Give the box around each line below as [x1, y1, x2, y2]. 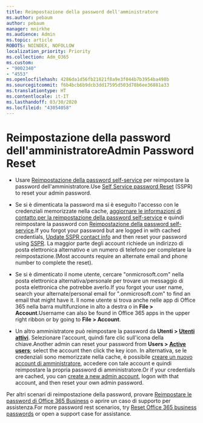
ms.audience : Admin [6, 32, 56, 38]
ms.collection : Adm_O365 [6, 54, 69, 60]
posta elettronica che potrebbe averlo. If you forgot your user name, [15, 284, 184, 291]
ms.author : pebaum [6, 15, 53, 21]
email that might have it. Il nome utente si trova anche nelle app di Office [15, 296, 196, 304]
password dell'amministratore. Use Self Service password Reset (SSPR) [15, 183, 193, 190]
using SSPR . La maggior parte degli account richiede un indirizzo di [15, 240, 184, 247]
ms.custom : [6, 59, 34, 65]
